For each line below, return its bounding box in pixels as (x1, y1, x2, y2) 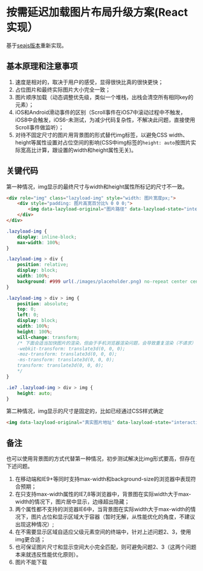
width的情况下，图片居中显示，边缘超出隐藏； (14, 498, 130, 505)
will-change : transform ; (17, 334, 80, 340)
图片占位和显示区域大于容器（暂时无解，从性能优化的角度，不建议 (31, 513, 195, 520)
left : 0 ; (17, 312, 39, 318)
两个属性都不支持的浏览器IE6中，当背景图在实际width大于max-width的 (14, 506, 191, 513)
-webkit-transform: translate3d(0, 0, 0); (17, 346, 126, 352)
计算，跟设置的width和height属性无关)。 (36, 146, 137, 153)
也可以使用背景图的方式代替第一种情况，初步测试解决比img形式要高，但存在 (6, 455, 196, 462)
